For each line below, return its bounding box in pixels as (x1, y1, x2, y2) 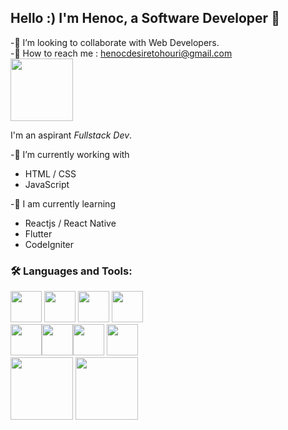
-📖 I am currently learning (10, 197, 116, 210)
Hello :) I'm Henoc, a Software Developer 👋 (10, 10, 280, 27)
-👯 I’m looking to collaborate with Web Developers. (10, 36, 220, 48)
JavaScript (24, 178, 70, 190)
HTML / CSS (24, 167, 77, 180)
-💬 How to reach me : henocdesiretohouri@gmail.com (10, 47, 233, 59)
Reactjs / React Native (24, 217, 117, 229)
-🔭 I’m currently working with (10, 148, 130, 160)
